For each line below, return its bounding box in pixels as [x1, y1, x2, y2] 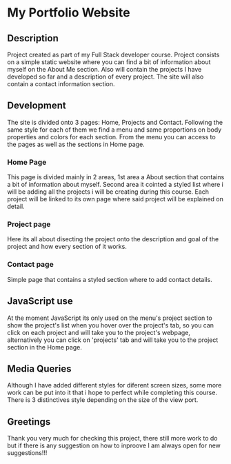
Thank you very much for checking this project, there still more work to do [7, 434, 218, 443]
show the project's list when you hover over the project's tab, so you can [7, 321, 214, 329]
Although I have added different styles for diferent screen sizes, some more [7, 381, 222, 390]
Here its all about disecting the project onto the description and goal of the [7, 235, 219, 243]
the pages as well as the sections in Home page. [7, 140, 145, 148]
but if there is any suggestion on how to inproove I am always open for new [7, 441, 221, 450]
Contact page [7, 260, 54, 270]
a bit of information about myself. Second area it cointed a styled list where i [7, 181, 224, 189]
